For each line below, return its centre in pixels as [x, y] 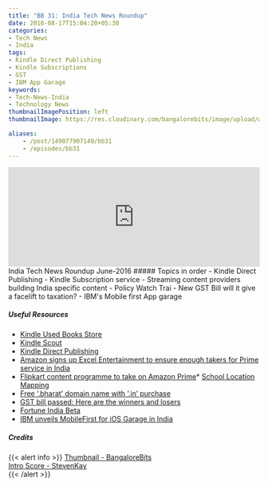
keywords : [25, 90]
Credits [21, 437]
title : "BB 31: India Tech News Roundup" [78, 16]
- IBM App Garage [37, 82]
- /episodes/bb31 [51, 148]
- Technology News [39, 104]
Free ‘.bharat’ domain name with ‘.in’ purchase [95, 394]
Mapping [34, 385]
